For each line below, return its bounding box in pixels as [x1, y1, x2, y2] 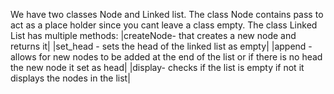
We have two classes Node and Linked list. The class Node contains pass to [10, 9, 324, 20]
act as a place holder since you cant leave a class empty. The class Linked [10, 19, 318, 31]
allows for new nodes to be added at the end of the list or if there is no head [10, 51, 323, 63]
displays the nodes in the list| [10, 72, 131, 84]
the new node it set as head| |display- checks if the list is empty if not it [10, 62, 305, 73]
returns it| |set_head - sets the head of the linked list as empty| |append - [10, 40, 313, 52]
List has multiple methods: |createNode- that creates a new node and [10, 30, 297, 41]
